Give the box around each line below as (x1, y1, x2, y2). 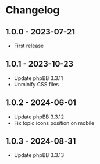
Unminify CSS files (13, 81, 59, 88)
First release (13, 42, 44, 49)
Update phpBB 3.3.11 (13, 74, 63, 82)
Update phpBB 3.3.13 (13, 152, 65, 159)
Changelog (5, 4, 60, 17)
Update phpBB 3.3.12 (13, 113, 65, 120)
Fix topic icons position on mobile (13, 119, 95, 126)
